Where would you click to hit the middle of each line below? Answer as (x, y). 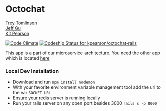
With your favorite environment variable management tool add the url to (87, 87)
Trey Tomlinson (21, 23)
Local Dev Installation (32, 71)
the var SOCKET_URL (32, 93)
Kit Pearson (17, 33)
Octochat (25, 9)
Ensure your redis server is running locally (56, 98)
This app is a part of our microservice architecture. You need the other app (83, 53)
